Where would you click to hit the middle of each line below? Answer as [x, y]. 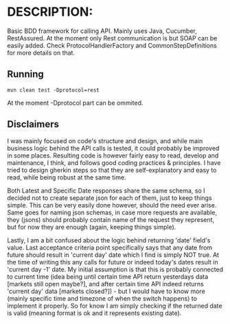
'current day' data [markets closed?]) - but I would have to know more [106, 291]
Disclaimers [33, 124]
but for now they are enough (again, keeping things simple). [92, 227]
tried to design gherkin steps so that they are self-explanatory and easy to [112, 170]
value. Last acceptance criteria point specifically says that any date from [110, 247]
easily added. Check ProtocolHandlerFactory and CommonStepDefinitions [112, 45]
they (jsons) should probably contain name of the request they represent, [111, 219]
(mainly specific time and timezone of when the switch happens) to [102, 298]
